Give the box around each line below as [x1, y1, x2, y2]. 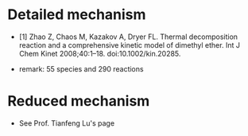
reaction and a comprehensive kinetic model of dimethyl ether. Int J [18, 40, 240, 49]
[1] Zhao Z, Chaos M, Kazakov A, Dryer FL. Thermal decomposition [18, 32, 238, 41]
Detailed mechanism [7, 6, 146, 24]
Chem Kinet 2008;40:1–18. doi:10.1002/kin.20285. [18, 49, 181, 58]
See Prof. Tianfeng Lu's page [18, 118, 115, 128]
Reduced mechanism [7, 92, 150, 111]
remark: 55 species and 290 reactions [18, 64, 144, 73]
